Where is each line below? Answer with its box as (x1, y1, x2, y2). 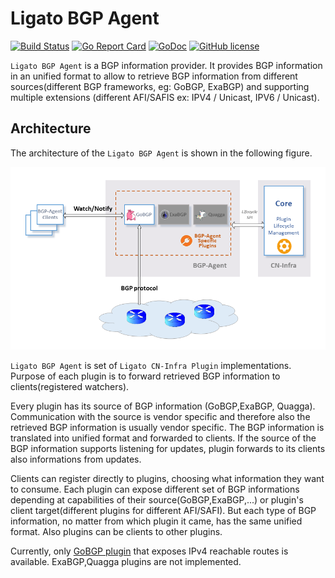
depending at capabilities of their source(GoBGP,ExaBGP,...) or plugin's (10, 493, 304, 506)
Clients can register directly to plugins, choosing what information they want (10, 472, 325, 484)
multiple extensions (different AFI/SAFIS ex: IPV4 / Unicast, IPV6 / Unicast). (10, 91, 320, 103)
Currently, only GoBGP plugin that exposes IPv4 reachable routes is (10, 545, 289, 557)
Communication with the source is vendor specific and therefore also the (10, 410, 311, 422)
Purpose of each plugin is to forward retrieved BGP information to (10, 370, 281, 382)
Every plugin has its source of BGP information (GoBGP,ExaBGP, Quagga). (10, 400, 316, 412)
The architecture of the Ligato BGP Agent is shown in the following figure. (10, 147, 313, 159)
